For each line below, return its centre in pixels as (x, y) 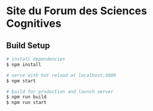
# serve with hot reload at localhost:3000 (61, 75)
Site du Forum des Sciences (77, 11)
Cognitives (34, 23)
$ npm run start (26, 103)
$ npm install (24, 64)
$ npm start (21, 81)
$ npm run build (26, 97)
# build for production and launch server (60, 91)
